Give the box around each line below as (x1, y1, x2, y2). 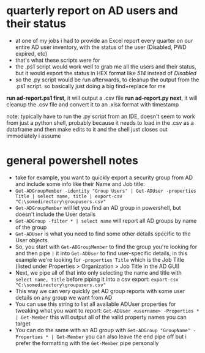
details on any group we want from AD (15, 294, 113, 301)
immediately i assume (6, 132, 61, 139)
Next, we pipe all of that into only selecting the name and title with (15, 269, 182, 276)
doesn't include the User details (15, 210, 96, 218)
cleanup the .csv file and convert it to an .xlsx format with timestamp (6, 100, 179, 108)
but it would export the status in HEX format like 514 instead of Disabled (15, 69, 197, 76)
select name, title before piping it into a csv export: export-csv (15, 275, 179, 283)
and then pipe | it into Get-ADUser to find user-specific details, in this (15, 249, 188, 257)
